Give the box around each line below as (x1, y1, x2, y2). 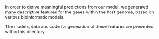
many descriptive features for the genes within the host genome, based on (5, 9, 154, 15)
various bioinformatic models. (5, 14, 64, 20)
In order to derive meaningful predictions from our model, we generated (5, 4, 149, 10)
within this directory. (5, 29, 46, 34)
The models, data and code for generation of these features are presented (5, 24, 154, 29)
